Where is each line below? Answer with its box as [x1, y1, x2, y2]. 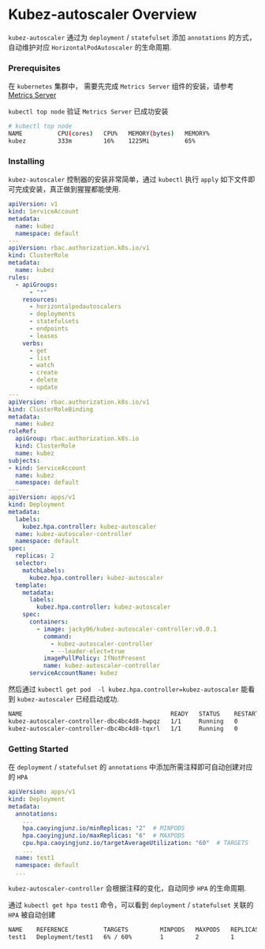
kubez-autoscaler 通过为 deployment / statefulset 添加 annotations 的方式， [8, 32, 256, 42]
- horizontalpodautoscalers [28, 303, 122, 311]
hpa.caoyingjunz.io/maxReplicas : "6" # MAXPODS [22, 832, 185, 840]
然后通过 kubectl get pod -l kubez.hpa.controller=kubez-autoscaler [8, 684, 239, 694]
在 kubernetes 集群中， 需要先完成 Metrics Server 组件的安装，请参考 [8, 81, 234, 91]
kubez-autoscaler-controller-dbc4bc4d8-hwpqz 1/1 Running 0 [8, 717, 238, 725]
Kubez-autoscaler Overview [8, 6, 197, 24]
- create [28, 369, 58, 377]
